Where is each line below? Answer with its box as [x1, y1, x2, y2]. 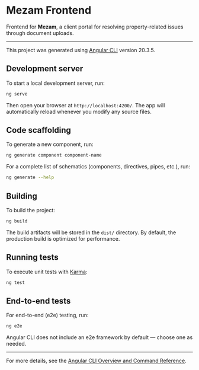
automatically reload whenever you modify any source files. [6, 108, 152, 115]
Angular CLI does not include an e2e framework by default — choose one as [6, 334, 193, 341]
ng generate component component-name [6, 152, 102, 158]
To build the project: [6, 207, 55, 213]
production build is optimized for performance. [6, 235, 120, 242]
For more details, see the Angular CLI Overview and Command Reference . [6, 357, 187, 365]
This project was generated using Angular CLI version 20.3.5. [6, 46, 156, 53]
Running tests [6, 253, 59, 263]
